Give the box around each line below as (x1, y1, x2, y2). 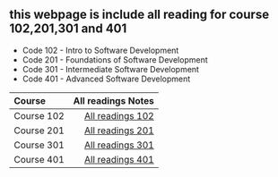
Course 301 (13, 139, 65, 151)
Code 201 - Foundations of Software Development (22, 54, 208, 65)
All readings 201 (83, 124, 154, 137)
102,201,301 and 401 (9, 21, 127, 37)
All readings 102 (83, 109, 154, 122)
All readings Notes (73, 94, 154, 106)
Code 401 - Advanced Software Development (22, 73, 191, 84)
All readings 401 (83, 153, 154, 165)
